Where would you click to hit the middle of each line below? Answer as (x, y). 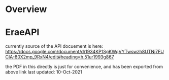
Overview (26, 9)
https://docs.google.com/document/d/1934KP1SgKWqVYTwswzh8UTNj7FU (84, 52)
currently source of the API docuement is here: (54, 46)
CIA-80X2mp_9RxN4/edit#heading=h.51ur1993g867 (60, 57)
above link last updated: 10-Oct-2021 (44, 72)
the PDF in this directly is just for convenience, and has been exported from (84, 67)
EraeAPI (22, 32)
